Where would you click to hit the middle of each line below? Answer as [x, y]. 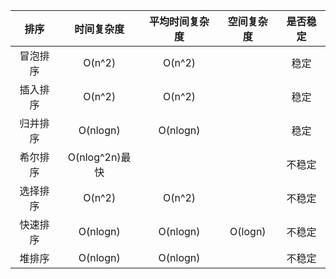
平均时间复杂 [179, 21]
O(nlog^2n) [94, 157]
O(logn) [248, 231]
